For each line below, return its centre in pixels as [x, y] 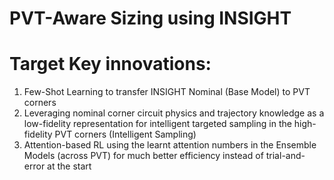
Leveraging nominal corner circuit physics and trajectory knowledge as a [174, 113]
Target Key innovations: [110, 64]
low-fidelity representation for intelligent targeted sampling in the [157, 124]
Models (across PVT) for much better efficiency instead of [143, 156]
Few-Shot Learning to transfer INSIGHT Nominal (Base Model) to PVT [167, 92]
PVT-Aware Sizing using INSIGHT [150, 18]
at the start [69, 166]
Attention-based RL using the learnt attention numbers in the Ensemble [170, 145]
